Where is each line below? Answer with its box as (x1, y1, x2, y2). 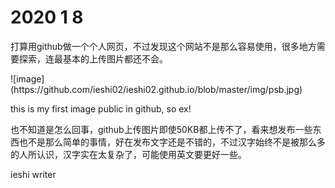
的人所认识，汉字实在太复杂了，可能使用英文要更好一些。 (10, 148, 247, 160)
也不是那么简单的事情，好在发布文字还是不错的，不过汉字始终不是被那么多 (18, 136, 326, 148)
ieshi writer (10, 168, 57, 180)
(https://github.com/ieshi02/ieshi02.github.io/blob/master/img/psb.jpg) (10, 83, 303, 95)
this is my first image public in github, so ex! (10, 102, 192, 115)
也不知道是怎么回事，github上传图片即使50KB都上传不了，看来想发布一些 (10, 123, 313, 135)
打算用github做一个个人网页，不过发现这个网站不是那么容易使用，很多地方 (10, 40, 317, 52)
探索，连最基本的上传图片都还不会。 (18, 52, 168, 65)
